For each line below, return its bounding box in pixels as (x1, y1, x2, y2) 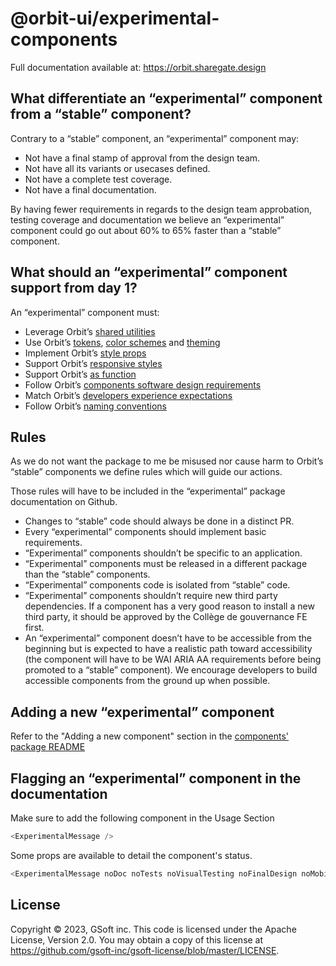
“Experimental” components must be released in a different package (24, 558, 308, 570)
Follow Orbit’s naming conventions (24, 400, 167, 412)
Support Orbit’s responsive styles (24, 357, 163, 369)
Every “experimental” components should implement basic (24, 526, 267, 538)
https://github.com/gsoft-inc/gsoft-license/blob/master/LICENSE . (10, 944, 280, 956)
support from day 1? (10, 280, 138, 297)
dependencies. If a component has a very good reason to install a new (24, 600, 315, 612)
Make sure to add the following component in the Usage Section (10, 812, 275, 824)
